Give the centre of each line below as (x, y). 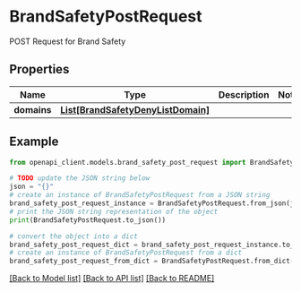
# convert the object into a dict (74, 236)
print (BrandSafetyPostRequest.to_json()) (88, 220)
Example (34, 142)
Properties (39, 69)
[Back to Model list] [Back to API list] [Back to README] (112, 279)
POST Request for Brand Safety (68, 41)
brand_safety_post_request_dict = (74, 245)
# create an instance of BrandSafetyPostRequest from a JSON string (140, 195)
